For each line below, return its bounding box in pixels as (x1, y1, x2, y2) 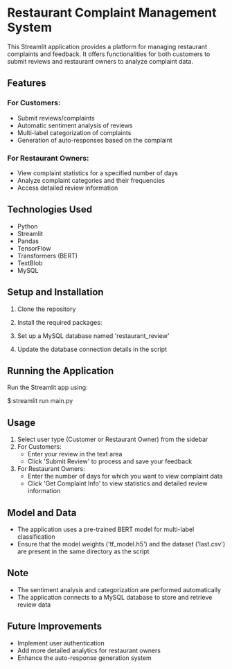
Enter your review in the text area (27, 450, 123, 458)
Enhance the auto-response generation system (17, 653, 152, 662)
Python (17, 222, 38, 230)
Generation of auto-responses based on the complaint (17, 136, 173, 144)
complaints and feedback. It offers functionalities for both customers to (7, 50, 211, 58)
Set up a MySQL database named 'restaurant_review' (17, 331, 170, 340)
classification (17, 532, 55, 541)
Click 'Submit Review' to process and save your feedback (27, 457, 193, 465)
